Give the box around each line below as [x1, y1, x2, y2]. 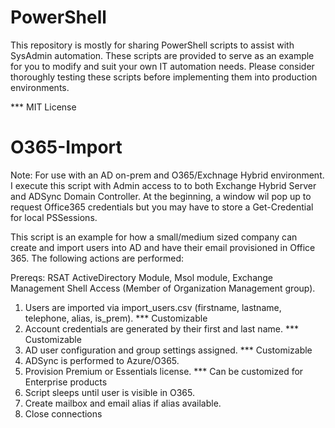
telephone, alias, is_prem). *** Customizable [24, 312, 208, 324]
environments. [10, 81, 70, 93]
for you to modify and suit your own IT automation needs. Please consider [10, 60, 315, 72]
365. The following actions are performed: [10, 252, 185, 264]
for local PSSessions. [10, 211, 98, 223]
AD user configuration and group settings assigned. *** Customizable [24, 344, 313, 356]
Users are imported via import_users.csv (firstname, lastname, [24, 301, 282, 313]
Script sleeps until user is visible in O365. [24, 386, 195, 398]
